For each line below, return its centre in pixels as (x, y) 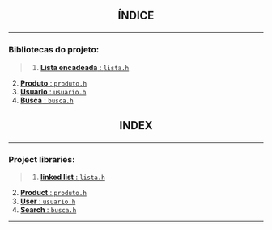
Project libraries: (42, 159)
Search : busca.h (48, 210)
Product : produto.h (53, 193)
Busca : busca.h (47, 100)
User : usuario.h (48, 201)
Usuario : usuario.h (53, 91)
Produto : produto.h (53, 83)
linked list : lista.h (72, 177)
